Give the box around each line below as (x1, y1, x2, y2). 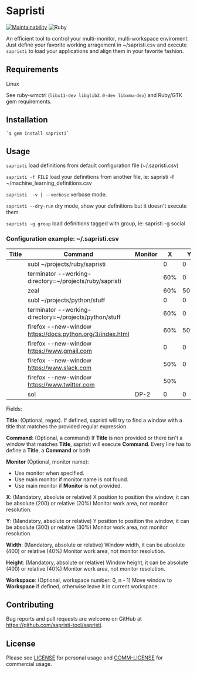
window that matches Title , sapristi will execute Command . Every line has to (6, 440, 191, 448)
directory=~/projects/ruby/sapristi (27, 276, 121, 285)
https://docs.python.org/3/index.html (27, 329, 130, 338)
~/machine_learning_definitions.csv (6, 179, 92, 186)
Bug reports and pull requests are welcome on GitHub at (6, 615, 142, 622)
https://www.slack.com (27, 364, 92, 372)
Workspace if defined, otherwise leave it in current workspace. (6, 582, 159, 589)
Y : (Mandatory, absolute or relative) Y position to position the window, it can (6, 517, 189, 524)
